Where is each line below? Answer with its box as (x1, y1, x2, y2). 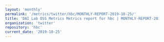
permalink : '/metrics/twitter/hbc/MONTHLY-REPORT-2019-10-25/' (5, 12, 137, 16)
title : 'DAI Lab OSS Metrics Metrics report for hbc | (5, 16, 119, 21)
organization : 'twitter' (5, 20, 56, 26)
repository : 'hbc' (5, 25, 42, 30)
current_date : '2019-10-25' (5, 29, 62, 34)
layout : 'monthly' (5, 7, 42, 12)
